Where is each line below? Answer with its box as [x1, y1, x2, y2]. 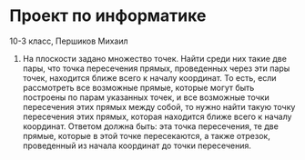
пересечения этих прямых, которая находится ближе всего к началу [22, 111, 292, 122]
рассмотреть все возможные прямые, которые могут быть [22, 82, 255, 93]
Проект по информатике [9, 5, 207, 26]
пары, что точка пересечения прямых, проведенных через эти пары [22, 63, 290, 74]
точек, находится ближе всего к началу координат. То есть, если [22, 72, 277, 83]
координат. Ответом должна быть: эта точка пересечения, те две [22, 120, 280, 132]
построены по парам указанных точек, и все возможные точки [22, 92, 270, 103]
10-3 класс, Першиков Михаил [9, 35, 129, 46]
